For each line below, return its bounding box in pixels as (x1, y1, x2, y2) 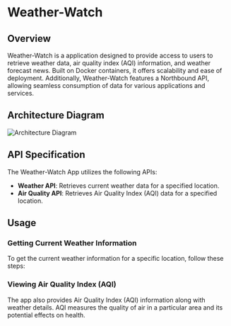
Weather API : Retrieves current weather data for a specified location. (17, 181, 220, 190)
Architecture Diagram (7, 109, 105, 121)
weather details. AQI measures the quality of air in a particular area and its (7, 303, 223, 312)
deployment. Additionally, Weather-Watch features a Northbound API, (7, 74, 210, 82)
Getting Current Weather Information (7, 238, 137, 248)
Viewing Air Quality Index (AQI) (7, 279, 117, 289)
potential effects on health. (7, 310, 86, 319)
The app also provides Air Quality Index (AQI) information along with (7, 296, 206, 304)
